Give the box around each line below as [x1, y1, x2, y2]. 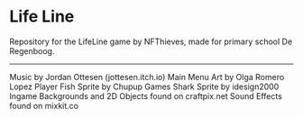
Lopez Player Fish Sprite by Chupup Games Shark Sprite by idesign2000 [9, 81, 280, 92]
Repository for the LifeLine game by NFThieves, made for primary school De [9, 36, 293, 47]
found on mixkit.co [9, 100, 79, 111]
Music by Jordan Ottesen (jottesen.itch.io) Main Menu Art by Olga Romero [9, 71, 285, 82]
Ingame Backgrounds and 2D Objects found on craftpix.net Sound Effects [9, 90, 282, 101]
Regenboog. [9, 45, 55, 56]
